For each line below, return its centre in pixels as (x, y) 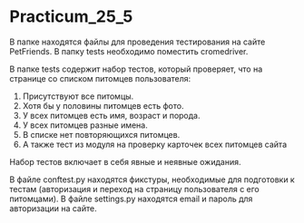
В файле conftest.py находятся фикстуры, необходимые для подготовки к (152, 179)
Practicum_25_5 (71, 17)
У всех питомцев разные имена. (85, 125)
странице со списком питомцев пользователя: (100, 78)
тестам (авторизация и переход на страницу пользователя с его (135, 189)
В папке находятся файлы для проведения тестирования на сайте (137, 42)
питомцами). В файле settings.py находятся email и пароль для (131, 199)
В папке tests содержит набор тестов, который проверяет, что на (136, 69)
